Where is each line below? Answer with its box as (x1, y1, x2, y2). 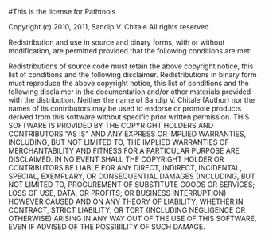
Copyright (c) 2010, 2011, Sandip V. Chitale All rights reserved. (8, 22, 212, 31)
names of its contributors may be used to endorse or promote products (8, 103, 242, 113)
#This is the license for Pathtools (8, 7, 116, 16)
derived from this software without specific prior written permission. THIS (8, 112, 250, 122)
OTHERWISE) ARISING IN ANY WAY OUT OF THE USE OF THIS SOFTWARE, (8, 214, 257, 223)
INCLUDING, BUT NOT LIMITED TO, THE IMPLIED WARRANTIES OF (8, 138, 229, 146)
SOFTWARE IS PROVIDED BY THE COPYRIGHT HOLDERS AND (8, 121, 214, 130)
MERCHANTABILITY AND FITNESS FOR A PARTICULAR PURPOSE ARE (8, 146, 240, 155)
